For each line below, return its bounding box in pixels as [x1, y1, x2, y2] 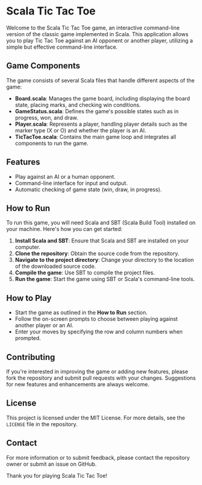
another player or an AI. [14, 322, 74, 329]
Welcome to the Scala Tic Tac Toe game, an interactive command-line [6, 24, 180, 31]
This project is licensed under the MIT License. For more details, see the [6, 414, 185, 421]
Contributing [6, 352, 55, 362]
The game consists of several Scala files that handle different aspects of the [6, 76, 195, 84]
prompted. [14, 335, 41, 342]
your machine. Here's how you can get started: [6, 226, 123, 233]
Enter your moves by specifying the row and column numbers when [14, 328, 183, 335]
